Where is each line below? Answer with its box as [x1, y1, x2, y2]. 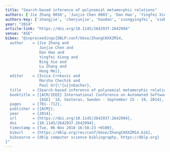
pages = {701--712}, [10, 102, 62, 107]
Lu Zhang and [39, 64, 67, 69]
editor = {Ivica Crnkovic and [10, 73, 80, 79]
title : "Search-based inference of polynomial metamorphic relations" [5, 7, 157, 13]
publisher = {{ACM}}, [10, 106, 56, 111]
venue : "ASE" [5, 31, 33, 36]
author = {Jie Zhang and [10, 41, 69, 46]
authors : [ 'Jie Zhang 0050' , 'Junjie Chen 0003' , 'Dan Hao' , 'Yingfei [5, 12, 157, 17]
